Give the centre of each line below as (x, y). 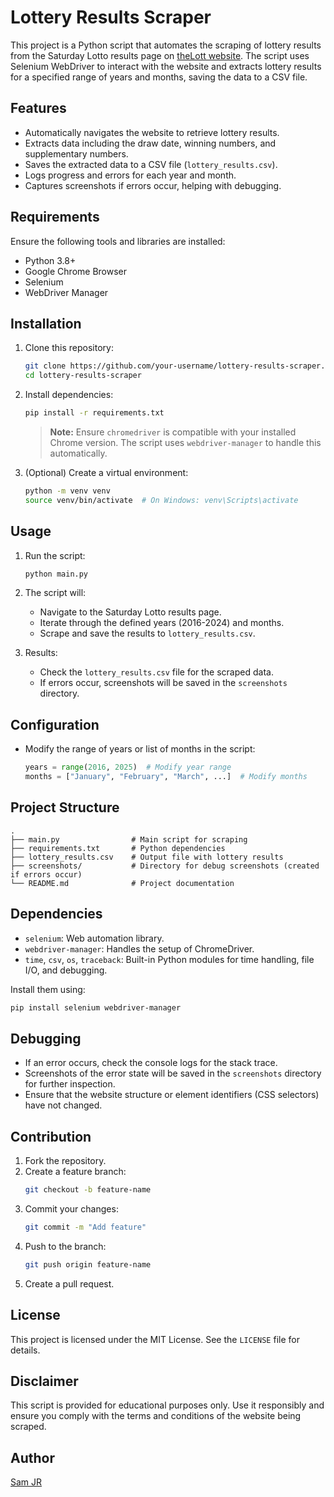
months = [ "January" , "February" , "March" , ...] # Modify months (166, 777)
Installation (46, 323)
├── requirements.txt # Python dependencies (118, 848)
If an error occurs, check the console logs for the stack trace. (151, 1063)
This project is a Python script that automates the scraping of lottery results (166, 45)
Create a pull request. (69, 1283)
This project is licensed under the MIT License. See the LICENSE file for (155, 1339)
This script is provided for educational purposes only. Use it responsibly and (167, 1405)
